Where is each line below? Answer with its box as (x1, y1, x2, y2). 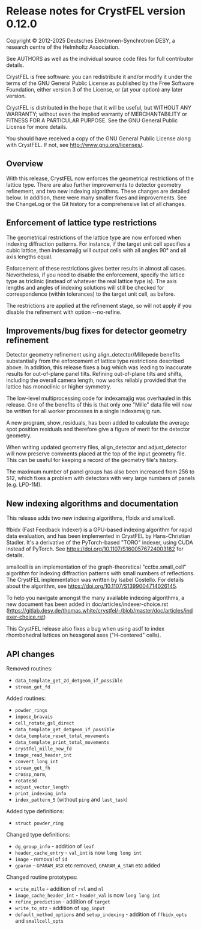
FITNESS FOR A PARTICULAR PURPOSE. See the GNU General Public (6, 116, 178, 124)
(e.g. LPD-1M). (6, 481, 42, 488)
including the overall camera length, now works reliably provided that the (6, 376, 187, 384)
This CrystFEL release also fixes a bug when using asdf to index (6, 625, 165, 632)
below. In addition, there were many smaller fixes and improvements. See (6, 194, 187, 201)
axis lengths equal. (6, 253, 53, 260)
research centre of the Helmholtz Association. (6, 43, 120, 51)
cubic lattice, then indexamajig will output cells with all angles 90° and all (6, 246, 187, 254)
